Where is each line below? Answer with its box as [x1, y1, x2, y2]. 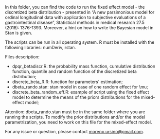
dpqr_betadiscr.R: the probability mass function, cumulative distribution [12, 63, 156, 69]
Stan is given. [5, 30, 33, 35]
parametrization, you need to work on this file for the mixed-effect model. [5, 119, 152, 125]
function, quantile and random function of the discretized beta [12, 69, 137, 74]
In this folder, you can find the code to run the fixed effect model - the [5, 4, 145, 10]
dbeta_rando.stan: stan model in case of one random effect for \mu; [12, 84, 148, 89]
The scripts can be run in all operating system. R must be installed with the [5, 39, 155, 45]
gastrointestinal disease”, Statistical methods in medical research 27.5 [5, 19, 145, 25]
